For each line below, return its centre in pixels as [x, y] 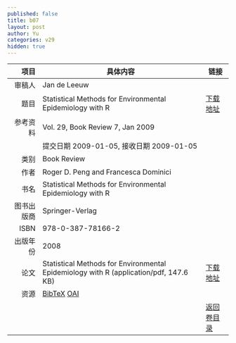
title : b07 [23, 20]
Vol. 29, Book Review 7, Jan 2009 [99, 127]
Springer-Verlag [70, 211]
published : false [33, 14]
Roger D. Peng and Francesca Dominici [107, 172]
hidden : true [26, 46]
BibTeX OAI [61, 293]
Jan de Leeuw [66, 85]
